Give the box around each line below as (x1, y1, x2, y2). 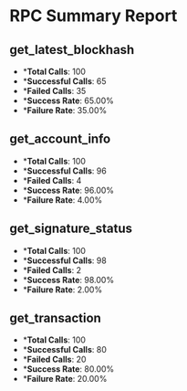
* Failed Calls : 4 (22, 174, 82, 185)
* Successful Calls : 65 (22, 76, 107, 87)
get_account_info (9, 132, 111, 147)
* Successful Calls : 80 (22, 344, 107, 355)
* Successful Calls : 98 (22, 255, 107, 266)
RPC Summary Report (9, 5, 178, 26)
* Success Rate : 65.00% (22, 95, 114, 106)
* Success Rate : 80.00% (22, 364, 115, 375)
